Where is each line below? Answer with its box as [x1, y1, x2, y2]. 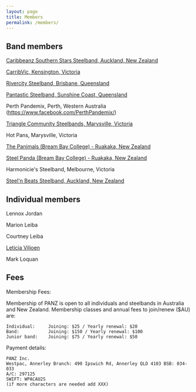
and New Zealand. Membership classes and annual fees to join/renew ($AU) [6, 305, 191, 313]
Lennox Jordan [6, 210, 43, 217]
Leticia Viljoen [6, 244, 40, 251]
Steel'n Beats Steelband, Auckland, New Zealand [6, 177, 124, 184]
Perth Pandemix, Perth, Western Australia [6, 102, 107, 109]
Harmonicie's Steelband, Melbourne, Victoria [6, 166, 115, 173]
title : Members [6, 14, 43, 20]
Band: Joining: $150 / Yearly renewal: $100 [6, 328, 143, 334]
